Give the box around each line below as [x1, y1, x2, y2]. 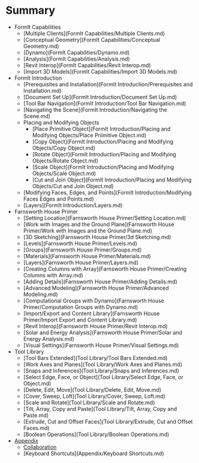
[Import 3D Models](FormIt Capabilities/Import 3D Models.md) [23, 68, 177, 75]
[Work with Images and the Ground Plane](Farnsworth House [23, 220, 174, 228]
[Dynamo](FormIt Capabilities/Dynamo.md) [23, 49, 130, 56]
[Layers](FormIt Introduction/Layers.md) [23, 201, 123, 208]
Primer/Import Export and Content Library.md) [23, 316, 137, 323]
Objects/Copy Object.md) [32, 144, 96, 152]
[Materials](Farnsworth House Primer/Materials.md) [23, 252, 151, 259]
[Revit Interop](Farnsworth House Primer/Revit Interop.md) [23, 322, 168, 329]
